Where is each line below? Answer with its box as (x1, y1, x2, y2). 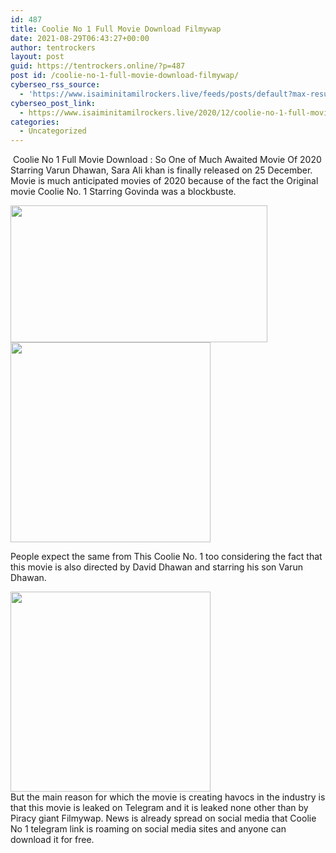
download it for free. (10, 834, 95, 846)
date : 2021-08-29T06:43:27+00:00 (10, 33, 150, 43)
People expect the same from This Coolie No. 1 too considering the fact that (10, 551, 323, 563)
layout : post (10, 52, 65, 62)
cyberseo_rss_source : (10, 80, 101, 90)
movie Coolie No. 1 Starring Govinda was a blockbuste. (10, 186, 237, 198)
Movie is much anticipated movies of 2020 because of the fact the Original (10, 175, 319, 187)
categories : (10, 117, 60, 127)
